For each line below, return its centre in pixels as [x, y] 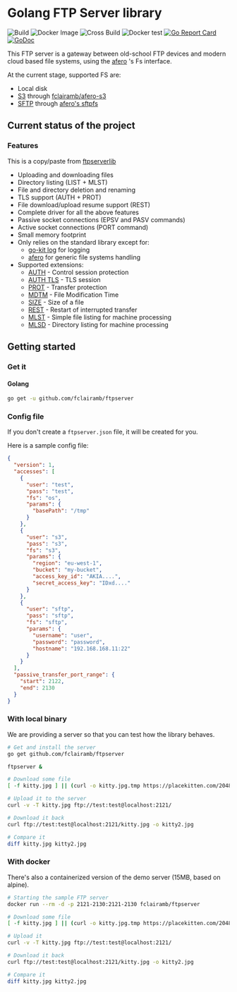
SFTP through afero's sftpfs [58, 103]
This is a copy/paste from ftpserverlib [62, 161]
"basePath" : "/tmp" [61, 511]
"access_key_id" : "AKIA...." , [77, 577]
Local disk [32, 88]
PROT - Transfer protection [67, 287]
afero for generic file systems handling [84, 257]
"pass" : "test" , [50, 491]
